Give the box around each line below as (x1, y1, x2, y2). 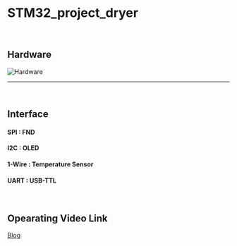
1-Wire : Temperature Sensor (7, 160, 94, 168)
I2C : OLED (7, 144, 39, 152)
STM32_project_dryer (7, 5, 139, 21)
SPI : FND (7, 128, 35, 136)
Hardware (7, 49, 51, 61)
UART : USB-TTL (7, 176, 57, 185)
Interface (7, 108, 49, 121)
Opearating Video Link (7, 212, 108, 224)
